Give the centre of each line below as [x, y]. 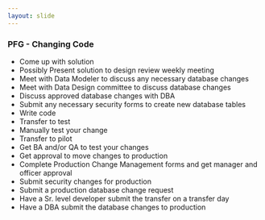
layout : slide [31, 16]
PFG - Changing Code [51, 44]
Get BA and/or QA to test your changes [84, 147]
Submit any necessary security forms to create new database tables [132, 104]
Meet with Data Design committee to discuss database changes [125, 87]
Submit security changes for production [85, 181]
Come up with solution [56, 61]
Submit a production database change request [96, 189]
